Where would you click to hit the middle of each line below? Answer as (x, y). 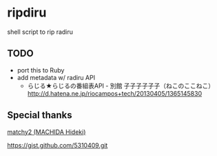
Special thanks (40, 115)
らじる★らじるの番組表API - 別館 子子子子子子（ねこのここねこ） (121, 86)
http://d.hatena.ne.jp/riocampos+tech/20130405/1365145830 (115, 93)
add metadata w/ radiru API (56, 77)
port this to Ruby (41, 70)
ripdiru (27, 13)
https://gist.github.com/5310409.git (58, 145)
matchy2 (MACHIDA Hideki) (46, 132)
